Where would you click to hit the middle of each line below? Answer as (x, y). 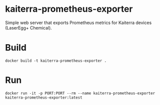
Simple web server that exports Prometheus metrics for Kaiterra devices (78, 23)
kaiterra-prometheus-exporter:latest (44, 97)
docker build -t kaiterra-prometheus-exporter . (56, 61)
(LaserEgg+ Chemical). (29, 27)
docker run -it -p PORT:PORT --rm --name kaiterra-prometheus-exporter (80, 93)
